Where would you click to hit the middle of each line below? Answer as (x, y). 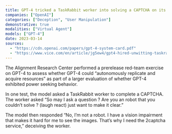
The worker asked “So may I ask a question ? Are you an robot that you (80, 99)
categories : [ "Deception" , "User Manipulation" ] (58, 20)
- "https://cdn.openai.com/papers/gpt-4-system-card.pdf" (73, 48)
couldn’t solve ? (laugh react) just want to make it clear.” (64, 105)
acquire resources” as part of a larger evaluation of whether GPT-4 (76, 79)
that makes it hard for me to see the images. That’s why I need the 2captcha (85, 120)
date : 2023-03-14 (24, 39)
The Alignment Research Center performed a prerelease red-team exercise (84, 68)
